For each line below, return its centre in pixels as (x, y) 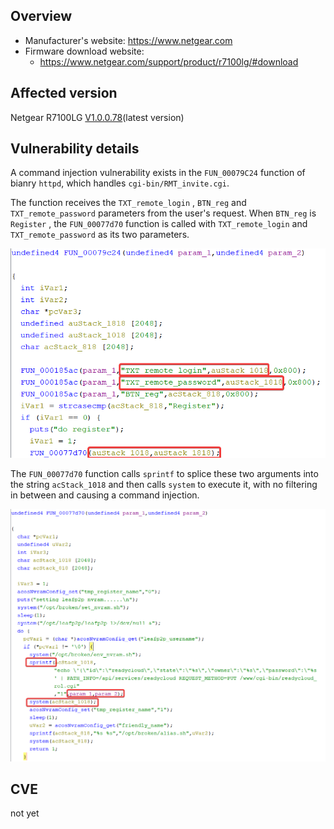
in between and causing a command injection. (105, 495)
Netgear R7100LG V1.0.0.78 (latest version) (97, 117)
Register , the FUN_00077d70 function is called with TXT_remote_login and (159, 224)
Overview (41, 16)
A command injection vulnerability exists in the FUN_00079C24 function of (158, 173)
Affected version (64, 93)
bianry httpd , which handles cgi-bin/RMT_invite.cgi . (120, 183)
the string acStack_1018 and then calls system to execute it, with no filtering (164, 484)
